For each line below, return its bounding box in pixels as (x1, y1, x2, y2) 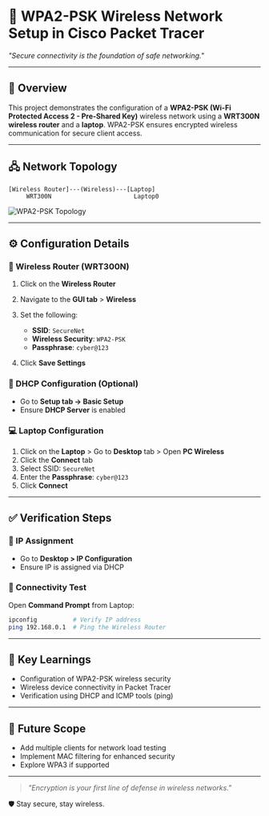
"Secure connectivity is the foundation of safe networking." (8, 50, 204, 60)
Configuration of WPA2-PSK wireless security (19, 674, 171, 684)
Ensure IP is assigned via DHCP (19, 562, 124, 572)
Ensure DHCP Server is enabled (19, 404, 126, 415)
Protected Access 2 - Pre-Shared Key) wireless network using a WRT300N (8, 111, 260, 121)
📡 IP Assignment (8, 536, 74, 547)
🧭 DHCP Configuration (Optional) (8, 378, 139, 389)
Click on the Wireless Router (19, 279, 116, 289)
